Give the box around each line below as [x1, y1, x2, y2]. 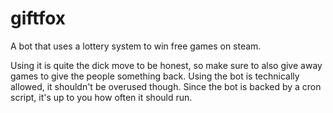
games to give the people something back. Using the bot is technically [10, 70, 300, 82]
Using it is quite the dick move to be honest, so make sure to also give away [10, 59, 323, 71]
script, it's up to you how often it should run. [10, 91, 193, 103]
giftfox [10, 7, 67, 30]
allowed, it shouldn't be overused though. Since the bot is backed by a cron [10, 80, 322, 92]
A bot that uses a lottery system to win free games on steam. [10, 40, 262, 52]
